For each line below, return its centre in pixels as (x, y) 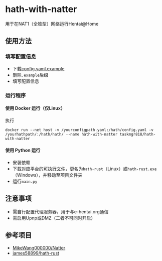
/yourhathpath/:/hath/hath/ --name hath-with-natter (61, 134)
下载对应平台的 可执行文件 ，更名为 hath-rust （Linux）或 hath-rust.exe (85, 169)
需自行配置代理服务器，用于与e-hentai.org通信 (60, 211)
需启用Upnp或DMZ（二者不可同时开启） (54, 218)
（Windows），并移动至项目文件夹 (47, 175)
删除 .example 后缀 (30, 75)
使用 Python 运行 (23, 150)
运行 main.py (25, 181)
